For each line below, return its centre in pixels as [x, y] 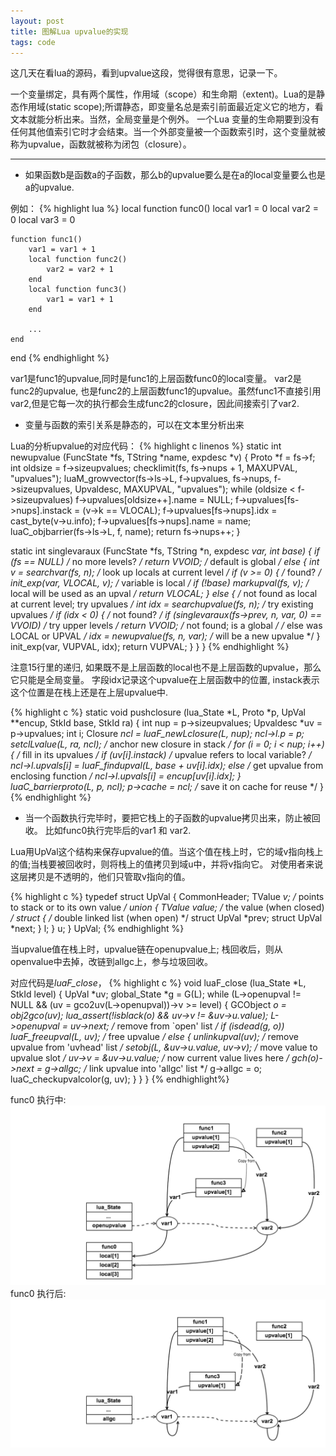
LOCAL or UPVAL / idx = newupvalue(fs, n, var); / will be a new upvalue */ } [165, 636]
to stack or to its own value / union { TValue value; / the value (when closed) [167, 907]
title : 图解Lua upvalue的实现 [69, 31]
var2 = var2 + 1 [80, 270]
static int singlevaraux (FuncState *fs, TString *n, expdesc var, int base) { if [165, 551]
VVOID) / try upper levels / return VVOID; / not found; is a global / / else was [166, 626]
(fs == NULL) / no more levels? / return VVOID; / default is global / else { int [165, 562]
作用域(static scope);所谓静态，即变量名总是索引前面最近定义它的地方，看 [171, 107]
